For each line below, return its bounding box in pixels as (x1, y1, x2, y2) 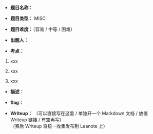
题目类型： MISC (10, 15, 46, 21)
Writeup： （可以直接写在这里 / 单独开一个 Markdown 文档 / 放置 (10, 110, 148, 116)
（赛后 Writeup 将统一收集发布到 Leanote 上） (10, 123, 108, 129)
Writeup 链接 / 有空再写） (10, 117, 64, 123)
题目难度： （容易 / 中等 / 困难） (10, 26, 75, 32)
